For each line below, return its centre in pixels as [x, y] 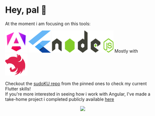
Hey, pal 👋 [26, 10]
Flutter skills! [18, 88]
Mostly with [126, 51]
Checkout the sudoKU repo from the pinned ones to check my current [76, 84]
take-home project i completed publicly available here [60, 99]
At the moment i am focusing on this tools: [48, 24]
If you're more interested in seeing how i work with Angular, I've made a [78, 94]
